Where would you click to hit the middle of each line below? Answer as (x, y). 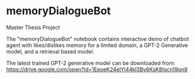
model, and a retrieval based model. (50, 51)
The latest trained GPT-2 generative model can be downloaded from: (91, 63)
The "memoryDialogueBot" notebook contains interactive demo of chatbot (97, 39)
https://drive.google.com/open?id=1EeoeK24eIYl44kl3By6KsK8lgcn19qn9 (97, 69)
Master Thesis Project (33, 27)
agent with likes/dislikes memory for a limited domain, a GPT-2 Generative (97, 45)
